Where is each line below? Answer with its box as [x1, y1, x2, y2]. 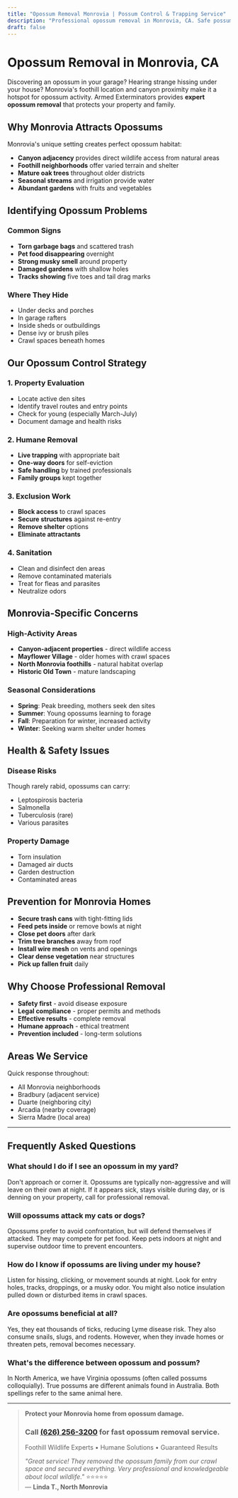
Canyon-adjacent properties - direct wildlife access [17, 645, 171, 653]
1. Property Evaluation [7, 378, 85, 388]
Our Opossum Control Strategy [7, 357, 147, 369]
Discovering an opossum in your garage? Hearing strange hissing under [7, 77, 217, 86]
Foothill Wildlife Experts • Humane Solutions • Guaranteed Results [24, 1443, 218, 1452]
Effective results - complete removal [17, 1015, 126, 1023]
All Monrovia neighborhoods [17, 1083, 101, 1091]
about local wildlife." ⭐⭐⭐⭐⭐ [24, 1472, 108, 1481]
